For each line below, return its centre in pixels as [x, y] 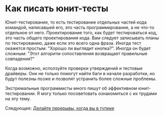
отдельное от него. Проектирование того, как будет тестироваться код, [81, 32]
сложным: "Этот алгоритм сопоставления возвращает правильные [76, 53]
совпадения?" [20, 58]
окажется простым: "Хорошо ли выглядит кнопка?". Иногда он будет [78, 48]
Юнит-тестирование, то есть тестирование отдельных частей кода [76, 22]
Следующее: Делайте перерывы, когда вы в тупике [60, 108]
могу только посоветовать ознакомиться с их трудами [99, 93]
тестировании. [20, 93]
